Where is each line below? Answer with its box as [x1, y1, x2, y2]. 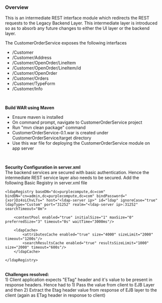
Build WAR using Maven [5, 105, 54, 111]
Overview [5, 4, 29, 11]
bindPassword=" [96, 194, 127, 199]
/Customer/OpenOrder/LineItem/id [12, 65, 81, 71]
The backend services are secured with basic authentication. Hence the [5, 170, 149, 175]
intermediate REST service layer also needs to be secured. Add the [5, 175, 140, 181]
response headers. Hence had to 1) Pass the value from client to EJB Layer [5, 282, 155, 288]
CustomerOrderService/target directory [12, 135, 91, 141]
